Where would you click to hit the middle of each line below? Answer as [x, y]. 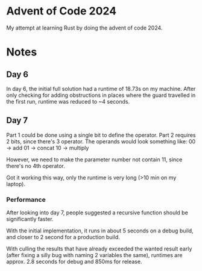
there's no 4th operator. [36, 166]
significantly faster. [30, 219]
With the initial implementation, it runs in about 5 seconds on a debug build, [100, 231]
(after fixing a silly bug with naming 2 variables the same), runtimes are [94, 255]
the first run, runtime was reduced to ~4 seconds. [68, 101]
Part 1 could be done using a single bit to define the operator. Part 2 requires [101, 135]
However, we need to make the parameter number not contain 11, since [94, 159]
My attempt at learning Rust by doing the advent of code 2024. [84, 28]
